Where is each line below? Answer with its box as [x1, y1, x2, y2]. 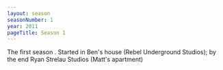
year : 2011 [7, 23, 38, 30]
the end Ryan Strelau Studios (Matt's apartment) [7, 56, 144, 64]
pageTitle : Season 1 [7, 29, 66, 36]
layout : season [7, 10, 51, 17]
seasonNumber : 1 [7, 16, 53, 23]
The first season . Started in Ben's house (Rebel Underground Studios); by [7, 48, 217, 56]
